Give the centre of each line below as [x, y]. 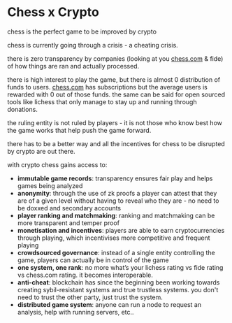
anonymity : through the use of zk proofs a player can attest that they [117, 193]
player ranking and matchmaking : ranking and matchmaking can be [116, 215]
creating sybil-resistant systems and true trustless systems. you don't [118, 289]
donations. [23, 109]
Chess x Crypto [53, 12]
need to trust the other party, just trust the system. [90, 297]
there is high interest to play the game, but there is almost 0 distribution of [114, 79]
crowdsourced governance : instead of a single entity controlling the [116, 252]
